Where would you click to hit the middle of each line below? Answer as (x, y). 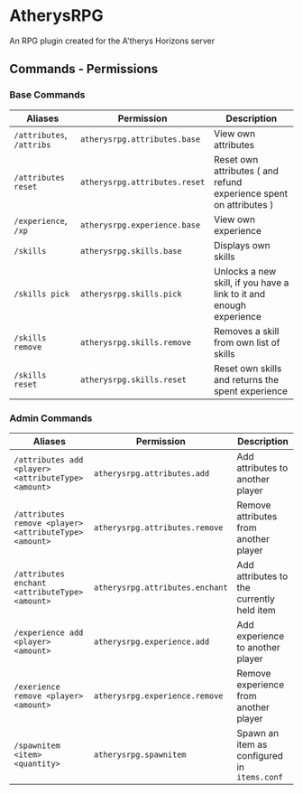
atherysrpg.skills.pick (131, 294)
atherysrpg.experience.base (140, 225)
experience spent (251, 193)
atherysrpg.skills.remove (136, 342)
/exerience (37, 687)
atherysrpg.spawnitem (140, 754)
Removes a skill (246, 331)
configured (260, 755)
